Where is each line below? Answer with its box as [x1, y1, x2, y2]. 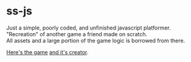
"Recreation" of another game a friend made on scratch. [6, 30, 148, 37]
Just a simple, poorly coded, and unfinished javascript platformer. [6, 24, 172, 31]
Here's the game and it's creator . [6, 48, 89, 55]
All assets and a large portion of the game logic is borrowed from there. [6, 37, 186, 44]
